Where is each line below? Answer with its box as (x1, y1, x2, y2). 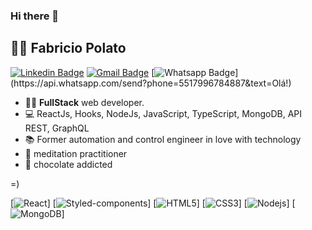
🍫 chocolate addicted (24, 158, 113, 170)
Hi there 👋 (10, 9, 60, 23)
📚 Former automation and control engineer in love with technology (24, 133, 302, 145)
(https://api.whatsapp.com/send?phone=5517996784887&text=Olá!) (10, 77, 292, 89)
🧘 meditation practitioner (24, 147, 128, 159)
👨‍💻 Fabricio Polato (10, 40, 127, 57)
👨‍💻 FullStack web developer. (24, 96, 145, 108)
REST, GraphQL (24, 122, 90, 134)
